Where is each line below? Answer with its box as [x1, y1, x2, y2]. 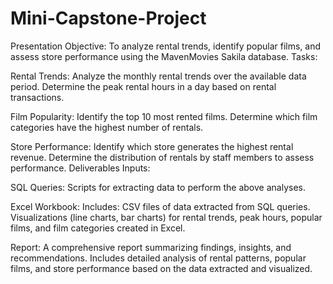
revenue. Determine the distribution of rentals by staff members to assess [10, 151, 315, 163]
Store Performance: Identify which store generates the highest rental [10, 140, 294, 152]
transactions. [10, 91, 65, 103]
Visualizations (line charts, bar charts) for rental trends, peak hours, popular [10, 211, 323, 223]
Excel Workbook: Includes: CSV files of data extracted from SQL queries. [10, 200, 311, 212]
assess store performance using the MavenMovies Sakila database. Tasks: [10, 50, 318, 62]
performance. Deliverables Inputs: [10, 162, 151, 174]
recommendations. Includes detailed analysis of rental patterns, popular [10, 252, 307, 264]
